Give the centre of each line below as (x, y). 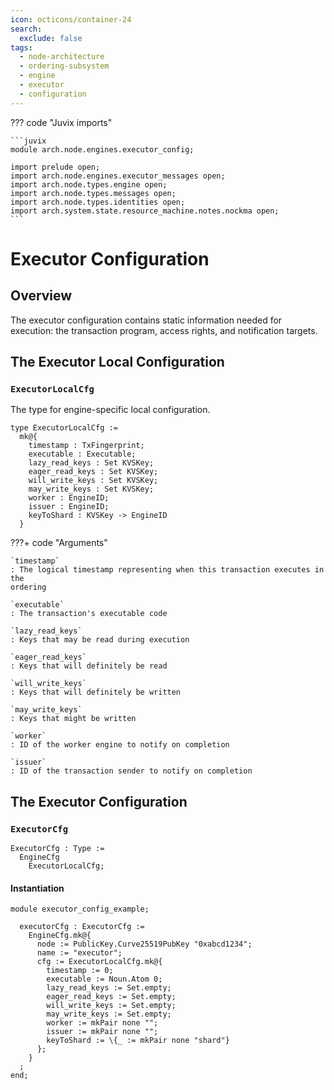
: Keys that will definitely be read (89, 666)
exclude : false (51, 38)
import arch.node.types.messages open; (93, 193)
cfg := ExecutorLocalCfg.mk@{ (99, 962)
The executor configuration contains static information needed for (146, 320)
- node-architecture (62, 57)
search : (26, 29)
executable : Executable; (82, 454)
